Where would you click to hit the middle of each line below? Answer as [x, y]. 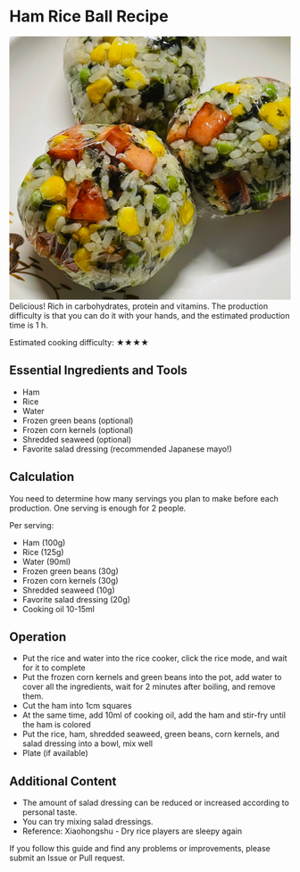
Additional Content [63, 781]
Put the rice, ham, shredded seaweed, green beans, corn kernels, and [150, 735]
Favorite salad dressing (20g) [76, 599]
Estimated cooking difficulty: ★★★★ [79, 342]
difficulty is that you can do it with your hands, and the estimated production [150, 315]
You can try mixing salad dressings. [87, 822]
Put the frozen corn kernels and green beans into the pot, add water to [152, 677]
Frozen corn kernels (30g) [70, 580]
